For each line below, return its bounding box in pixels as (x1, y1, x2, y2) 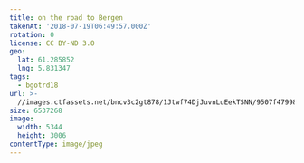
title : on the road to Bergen (9, 13, 124, 23)
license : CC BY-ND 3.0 (9, 38, 95, 48)
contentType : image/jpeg (9, 139, 103, 149)
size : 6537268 (9, 106, 63, 115)
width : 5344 (17, 123, 63, 132)
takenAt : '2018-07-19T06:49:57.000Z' (9, 22, 152, 31)
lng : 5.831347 (17, 64, 71, 73)
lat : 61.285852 (17, 55, 75, 64)
